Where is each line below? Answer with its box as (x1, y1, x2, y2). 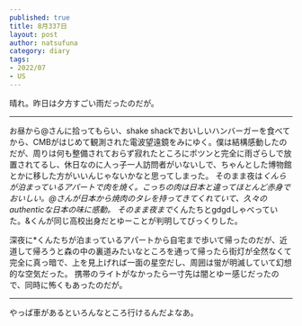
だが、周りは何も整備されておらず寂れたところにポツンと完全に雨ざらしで (9, 148, 285, 158)
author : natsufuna (9, 38, 78, 48)
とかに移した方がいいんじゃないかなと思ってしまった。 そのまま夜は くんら (9, 170, 287, 181)
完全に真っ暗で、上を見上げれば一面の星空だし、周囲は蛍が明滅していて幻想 (9, 257, 292, 267)
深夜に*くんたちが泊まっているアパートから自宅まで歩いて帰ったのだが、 (9, 234, 280, 245)
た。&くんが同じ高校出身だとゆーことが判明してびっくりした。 (9, 215, 243, 226)
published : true (9, 13, 70, 23)
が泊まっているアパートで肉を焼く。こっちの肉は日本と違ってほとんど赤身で (9, 181, 291, 192)
